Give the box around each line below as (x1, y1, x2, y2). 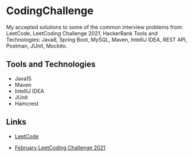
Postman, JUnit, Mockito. (6, 42, 68, 49)
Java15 (14, 75, 32, 82)
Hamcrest (14, 100, 39, 107)
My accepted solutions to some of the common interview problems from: (6, 24, 184, 31)
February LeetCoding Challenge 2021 (14, 144, 106, 151)
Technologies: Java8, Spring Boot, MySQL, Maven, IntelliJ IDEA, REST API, (6, 36, 188, 43)
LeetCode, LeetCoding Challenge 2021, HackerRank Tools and (6, 29, 158, 36)
